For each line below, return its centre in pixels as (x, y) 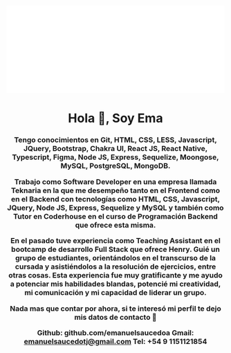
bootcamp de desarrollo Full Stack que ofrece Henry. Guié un (115, 249)
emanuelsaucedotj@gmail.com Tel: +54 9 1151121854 (115, 341)
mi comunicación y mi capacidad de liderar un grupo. (115, 293)
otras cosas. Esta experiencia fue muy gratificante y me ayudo (115, 275)
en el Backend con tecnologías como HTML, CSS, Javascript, (115, 199)
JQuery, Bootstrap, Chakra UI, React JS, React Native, (115, 149)
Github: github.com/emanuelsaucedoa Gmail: (115, 332)
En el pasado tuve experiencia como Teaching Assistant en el (115, 241)
